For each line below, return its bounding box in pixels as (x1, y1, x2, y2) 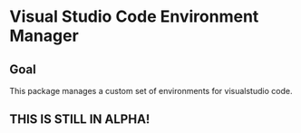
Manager (9, 25, 79, 46)
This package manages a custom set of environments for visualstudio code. (9, 86, 293, 96)
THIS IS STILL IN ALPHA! (9, 111, 150, 128)
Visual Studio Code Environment (9, 6, 259, 27)
